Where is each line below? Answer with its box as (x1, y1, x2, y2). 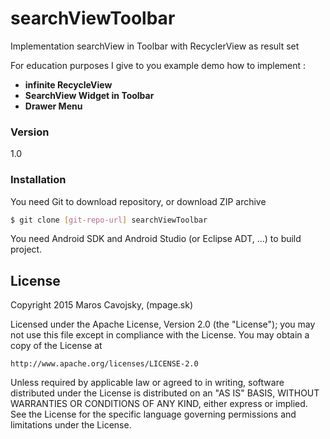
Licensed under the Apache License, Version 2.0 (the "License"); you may (10, 318, 316, 331)
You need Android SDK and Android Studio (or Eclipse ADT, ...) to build (10, 233, 302, 245)
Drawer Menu (24, 100, 83, 112)
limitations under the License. (10, 419, 132, 431)
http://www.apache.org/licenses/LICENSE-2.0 (10, 359, 199, 369)
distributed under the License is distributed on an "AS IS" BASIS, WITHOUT (10, 387, 320, 399)
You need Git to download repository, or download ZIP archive (10, 195, 267, 207)
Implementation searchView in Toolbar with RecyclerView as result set (10, 40, 300, 52)
